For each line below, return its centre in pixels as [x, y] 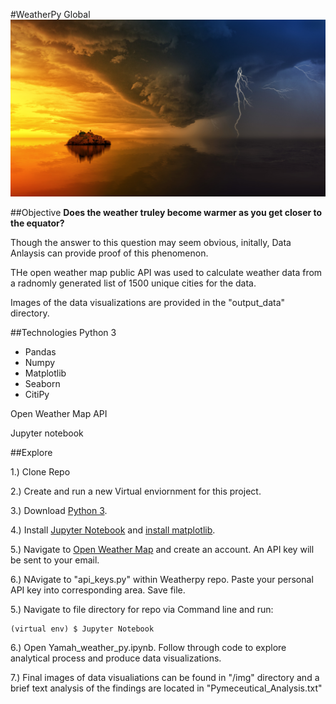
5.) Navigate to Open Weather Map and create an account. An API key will [162, 549]
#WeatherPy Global [50, 14]
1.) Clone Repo [40, 472]
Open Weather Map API [59, 413]
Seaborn [42, 383]
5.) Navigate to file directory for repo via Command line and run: [142, 609]
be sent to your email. [55, 560]
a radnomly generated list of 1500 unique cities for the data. [133, 283]
